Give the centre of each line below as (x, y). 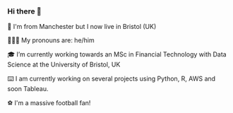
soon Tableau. (28, 89)
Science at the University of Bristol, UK (64, 65)
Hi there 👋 (25, 11)
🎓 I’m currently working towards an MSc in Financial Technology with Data (117, 54)
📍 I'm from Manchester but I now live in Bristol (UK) (82, 27)
